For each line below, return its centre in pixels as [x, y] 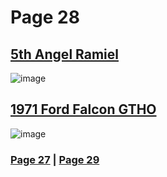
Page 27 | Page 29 [55, 159]
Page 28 [45, 17]
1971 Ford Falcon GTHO [83, 109]
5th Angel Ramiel [64, 54]
